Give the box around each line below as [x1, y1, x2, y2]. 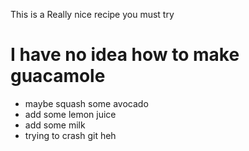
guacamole [10, 65, 106, 88]
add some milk [24, 119, 86, 131]
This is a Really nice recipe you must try [10, 9, 175, 20]
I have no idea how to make [10, 44, 240, 66]
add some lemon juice [24, 108, 117, 120]
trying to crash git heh [24, 129, 117, 141]
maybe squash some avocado [24, 97, 149, 109]
